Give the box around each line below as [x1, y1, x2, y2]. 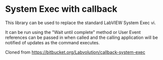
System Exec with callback [5, 3, 118, 15]
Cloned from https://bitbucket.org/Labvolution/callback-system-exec [5, 49, 146, 55]
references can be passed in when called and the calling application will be [5, 34, 158, 40]
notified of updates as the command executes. [5, 39, 100, 45]
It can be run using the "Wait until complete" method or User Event [5, 29, 141, 35]
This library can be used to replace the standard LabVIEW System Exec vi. [5, 20, 156, 26]
